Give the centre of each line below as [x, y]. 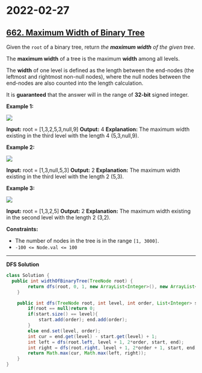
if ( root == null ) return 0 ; [62, 309]
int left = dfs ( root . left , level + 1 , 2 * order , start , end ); [106, 342]
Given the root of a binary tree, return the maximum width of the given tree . [101, 47]
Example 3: [20, 188]
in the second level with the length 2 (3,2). [59, 217]
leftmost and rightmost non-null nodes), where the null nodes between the [98, 77]
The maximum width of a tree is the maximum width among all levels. [93, 59]
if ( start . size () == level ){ [63, 314]
